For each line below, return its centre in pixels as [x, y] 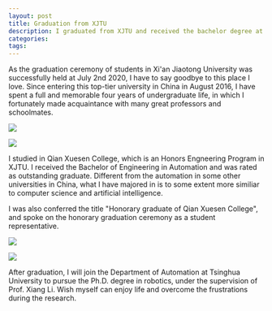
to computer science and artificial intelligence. [86, 193]
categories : [28, 39]
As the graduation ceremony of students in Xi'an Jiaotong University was [131, 69]
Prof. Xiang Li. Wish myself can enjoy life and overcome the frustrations [128, 290]
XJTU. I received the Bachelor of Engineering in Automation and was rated [133, 167]
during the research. [43, 298]
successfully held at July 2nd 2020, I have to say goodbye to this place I [129, 78]
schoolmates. [31, 112]
